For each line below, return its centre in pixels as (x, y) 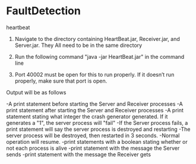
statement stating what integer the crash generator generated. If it (87, 116)
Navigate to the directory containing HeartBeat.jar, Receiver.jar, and (97, 39)
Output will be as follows (36, 92)
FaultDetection (44, 11)
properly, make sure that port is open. (61, 81)
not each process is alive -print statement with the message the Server (93, 148)
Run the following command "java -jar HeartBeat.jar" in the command (99, 56)
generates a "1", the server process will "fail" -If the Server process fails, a (97, 122)
